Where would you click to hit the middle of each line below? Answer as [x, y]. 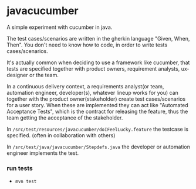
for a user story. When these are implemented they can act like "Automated [97, 105]
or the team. [44, 75]
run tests [20, 168]
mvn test [26, 182]
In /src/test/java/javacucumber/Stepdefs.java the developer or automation [98, 147]
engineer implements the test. [43, 153]
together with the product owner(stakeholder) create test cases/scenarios [96, 99]
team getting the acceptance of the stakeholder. [65, 117]
